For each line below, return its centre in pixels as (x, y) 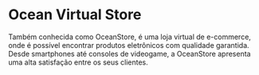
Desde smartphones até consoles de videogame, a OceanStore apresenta (129, 53)
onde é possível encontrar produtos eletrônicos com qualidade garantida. (129, 45)
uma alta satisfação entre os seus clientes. (78, 62)
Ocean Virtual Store (75, 15)
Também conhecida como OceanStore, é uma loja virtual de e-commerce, (129, 37)
